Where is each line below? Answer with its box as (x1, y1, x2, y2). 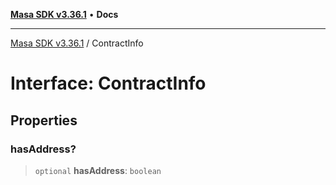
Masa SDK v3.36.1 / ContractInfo (10, 37, 144, 49)
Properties (10, 112, 78, 129)
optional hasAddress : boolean (34, 164, 162, 176)
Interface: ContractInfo (10, 72, 207, 95)
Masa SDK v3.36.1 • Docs (10, 9, 119, 20)
